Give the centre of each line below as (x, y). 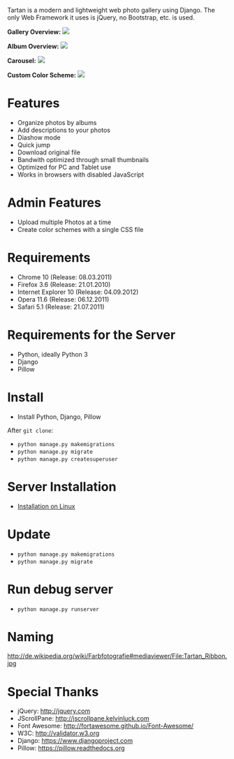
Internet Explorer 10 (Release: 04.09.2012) (78, 292)
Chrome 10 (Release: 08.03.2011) (65, 277)
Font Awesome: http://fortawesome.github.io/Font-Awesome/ (105, 726)
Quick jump (34, 145)
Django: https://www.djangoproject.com (75, 741)
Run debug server (60, 589)
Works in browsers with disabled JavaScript (81, 175)
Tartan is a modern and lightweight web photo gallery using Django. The (111, 10)
